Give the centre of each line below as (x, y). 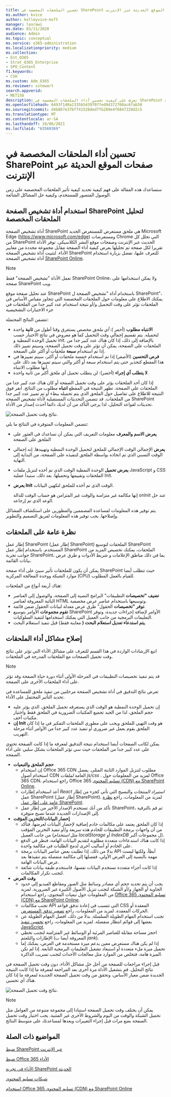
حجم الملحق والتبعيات (33, 764)
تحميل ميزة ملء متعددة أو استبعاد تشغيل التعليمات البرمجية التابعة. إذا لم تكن (93, 949)
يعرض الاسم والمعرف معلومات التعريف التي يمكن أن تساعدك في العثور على (85, 434)
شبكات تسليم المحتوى (27, 1079)
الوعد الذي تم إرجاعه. (33, 501)
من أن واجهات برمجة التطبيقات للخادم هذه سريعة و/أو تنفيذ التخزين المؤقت (91, 829)
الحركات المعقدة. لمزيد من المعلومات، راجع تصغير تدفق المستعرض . (85, 910)
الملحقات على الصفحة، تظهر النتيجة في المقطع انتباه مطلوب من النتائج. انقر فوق (82, 388)
